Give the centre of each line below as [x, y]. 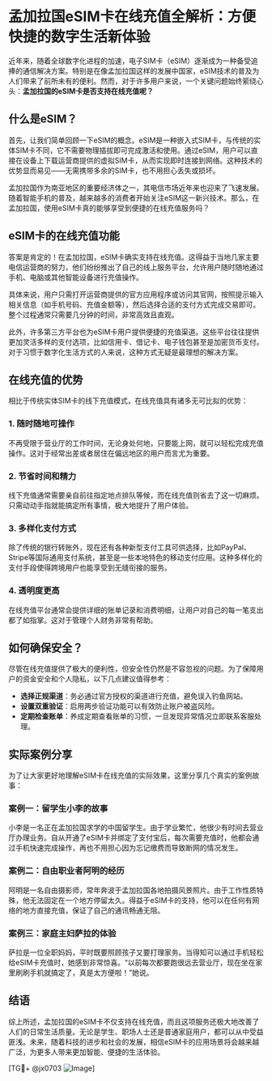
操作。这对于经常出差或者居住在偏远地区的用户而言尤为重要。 [111, 453]
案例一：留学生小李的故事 [58, 808]
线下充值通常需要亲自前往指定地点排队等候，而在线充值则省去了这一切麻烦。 [136, 495]
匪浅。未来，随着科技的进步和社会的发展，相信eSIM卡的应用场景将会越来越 [134, 1041]
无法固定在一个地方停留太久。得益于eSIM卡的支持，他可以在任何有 [141, 900]
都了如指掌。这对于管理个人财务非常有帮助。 [83, 620]
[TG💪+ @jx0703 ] [52, 1068]
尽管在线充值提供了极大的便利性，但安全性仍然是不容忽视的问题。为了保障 [132, 669]
